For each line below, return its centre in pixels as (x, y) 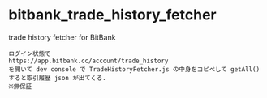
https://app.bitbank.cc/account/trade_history (88, 61)
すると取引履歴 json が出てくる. (58, 78)
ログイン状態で (30, 53)
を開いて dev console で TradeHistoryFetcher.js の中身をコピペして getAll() (134, 69)
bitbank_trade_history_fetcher (112, 15)
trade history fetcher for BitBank (62, 37)
